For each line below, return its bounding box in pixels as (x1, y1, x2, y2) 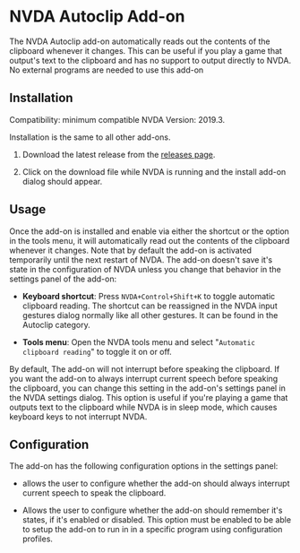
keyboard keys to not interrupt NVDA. (9, 410, 148, 422)
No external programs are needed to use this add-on (9, 65, 204, 75)
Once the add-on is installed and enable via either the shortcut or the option (9, 226, 289, 237)
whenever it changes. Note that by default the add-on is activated (9, 245, 253, 255)
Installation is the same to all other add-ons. (9, 132, 171, 143)
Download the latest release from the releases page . (21, 149, 216, 160)
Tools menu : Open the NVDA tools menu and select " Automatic (21, 336, 255, 347)
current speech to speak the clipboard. (21, 488, 167, 498)
